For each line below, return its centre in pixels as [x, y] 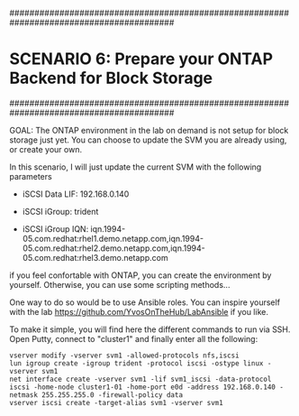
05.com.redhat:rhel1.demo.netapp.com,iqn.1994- [113, 238]
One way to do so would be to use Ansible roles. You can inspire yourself [145, 302]
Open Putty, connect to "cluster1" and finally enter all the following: [134, 338]
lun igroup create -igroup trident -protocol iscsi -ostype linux [136, 363]
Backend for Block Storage [111, 78]
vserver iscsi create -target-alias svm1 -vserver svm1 [116, 402]
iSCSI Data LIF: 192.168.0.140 [76, 194]
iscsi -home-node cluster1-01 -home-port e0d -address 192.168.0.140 [143, 387]
